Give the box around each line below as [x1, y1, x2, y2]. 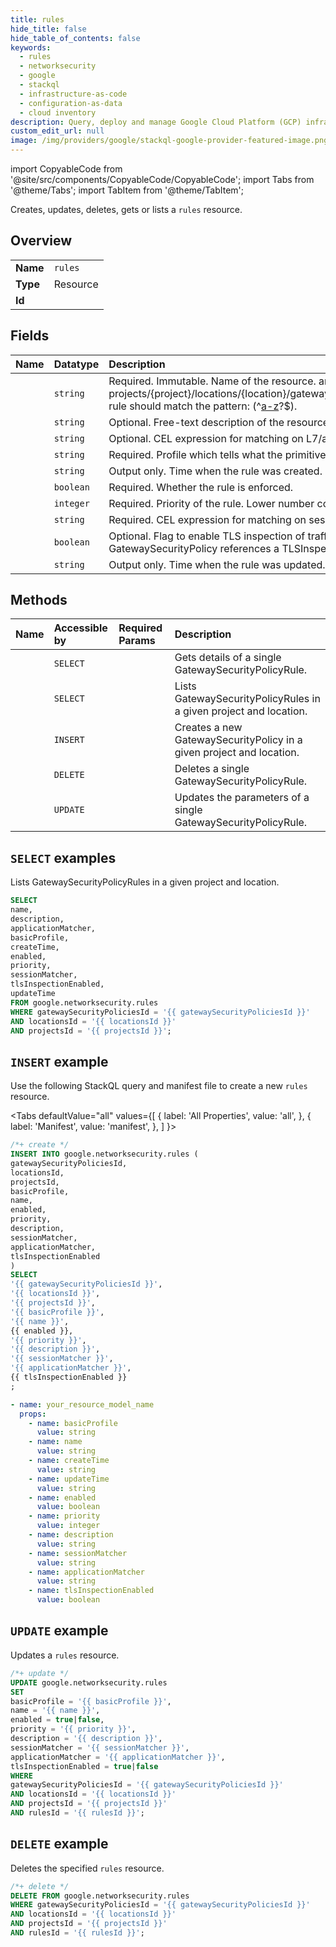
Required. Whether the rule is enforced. [108, 480, 294, 494]
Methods [10, 592, 68, 609]
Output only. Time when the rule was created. [108, 464, 323, 478]
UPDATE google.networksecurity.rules [10, 1677, 168, 1688]
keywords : [10, 42, 52, 53]
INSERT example [10, 1053, 109, 1070]
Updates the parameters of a [174, 791, 310, 805]
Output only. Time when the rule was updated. [108, 557, 326, 571]
